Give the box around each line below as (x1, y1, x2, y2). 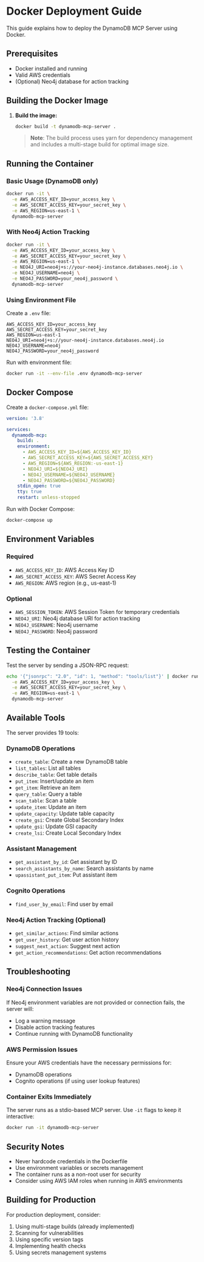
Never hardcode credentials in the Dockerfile (15, 1158, 127, 1165)
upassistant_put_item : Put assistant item (15, 871, 117, 879)
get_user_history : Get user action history (15, 936, 120, 943)
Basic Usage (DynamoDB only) (6, 177, 98, 185)
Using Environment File (6, 296, 76, 304)
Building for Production (6, 1195, 96, 1205)
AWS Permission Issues (6, 1045, 78, 1053)
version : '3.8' (6, 415, 45, 421)
